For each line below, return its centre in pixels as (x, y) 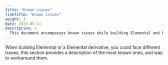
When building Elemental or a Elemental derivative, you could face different (83, 47)
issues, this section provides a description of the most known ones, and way (84, 52)
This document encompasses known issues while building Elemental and (85, 33)
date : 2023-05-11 (23, 24)
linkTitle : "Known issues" (33, 14)
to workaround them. (27, 58)
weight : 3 (15, 19)
